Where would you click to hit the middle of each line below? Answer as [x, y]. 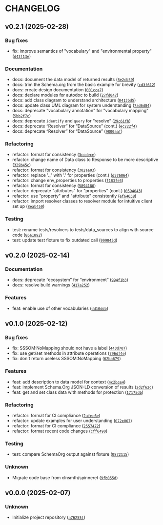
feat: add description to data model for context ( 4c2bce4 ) [69, 382]
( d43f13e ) [21, 56]
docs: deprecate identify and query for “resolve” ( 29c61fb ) [71, 121]
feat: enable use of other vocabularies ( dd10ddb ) [60, 308]
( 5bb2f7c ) [21, 116]
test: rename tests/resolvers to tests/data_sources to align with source [83, 229]
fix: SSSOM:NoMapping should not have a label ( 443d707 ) [70, 348]
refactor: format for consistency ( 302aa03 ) [54, 170]
